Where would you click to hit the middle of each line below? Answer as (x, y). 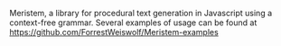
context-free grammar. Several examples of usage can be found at (133, 23)
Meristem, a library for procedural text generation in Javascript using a (141, 13)
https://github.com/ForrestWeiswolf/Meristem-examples (114, 32)
